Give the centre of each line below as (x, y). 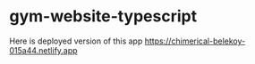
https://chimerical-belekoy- (195, 41)
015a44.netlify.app (43, 50)
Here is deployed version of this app (76, 41)
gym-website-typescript (103, 16)
